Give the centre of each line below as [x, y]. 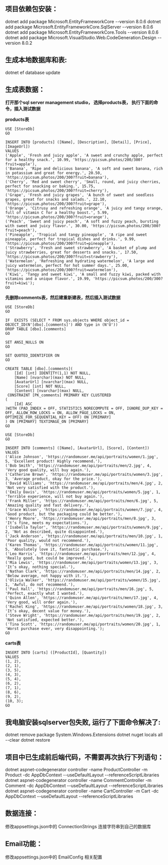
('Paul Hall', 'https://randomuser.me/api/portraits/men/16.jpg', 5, [80, 589]
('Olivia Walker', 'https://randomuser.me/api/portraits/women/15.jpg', [83, 581]
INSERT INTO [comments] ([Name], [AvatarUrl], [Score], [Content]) [77, 448]
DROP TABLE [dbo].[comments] [36, 329]
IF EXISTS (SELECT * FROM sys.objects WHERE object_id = [67, 320]
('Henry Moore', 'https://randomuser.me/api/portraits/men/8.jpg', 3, [81, 519]
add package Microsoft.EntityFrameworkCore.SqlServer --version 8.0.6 [79, 27]
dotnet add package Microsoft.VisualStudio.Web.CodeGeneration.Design [81, 37]
